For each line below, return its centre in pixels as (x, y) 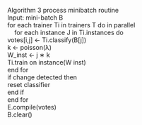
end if (16, 92)
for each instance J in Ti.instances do (69, 32)
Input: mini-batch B (35, 18)
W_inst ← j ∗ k (29, 55)
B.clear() (20, 114)
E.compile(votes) (32, 107)
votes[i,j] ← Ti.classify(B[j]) (47, 40)
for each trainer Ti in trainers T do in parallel (71, 25)
